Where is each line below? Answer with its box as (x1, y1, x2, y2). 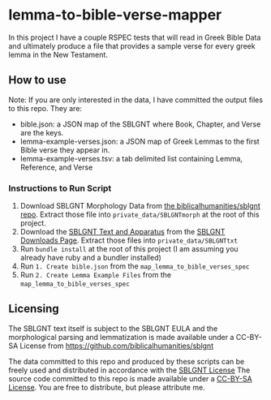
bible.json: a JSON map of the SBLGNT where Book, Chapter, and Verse (19, 119, 261, 129)
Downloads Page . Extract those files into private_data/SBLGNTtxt (19, 235, 238, 245)
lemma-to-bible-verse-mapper (8, 6, 222, 24)
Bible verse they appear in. (19, 144, 110, 155)
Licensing (8, 302, 59, 316)
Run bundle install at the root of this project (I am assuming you (19, 244, 239, 254)
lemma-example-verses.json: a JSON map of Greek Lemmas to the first (19, 136, 260, 146)
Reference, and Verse (19, 162, 93, 172)
